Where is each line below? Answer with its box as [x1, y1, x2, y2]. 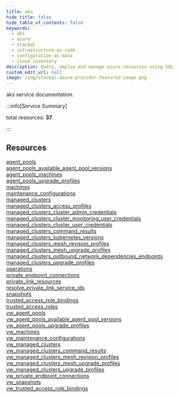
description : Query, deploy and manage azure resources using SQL [6, 63, 174, 70]
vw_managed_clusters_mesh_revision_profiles [6, 353, 120, 360]
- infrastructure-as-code [11, 47, 76, 53]
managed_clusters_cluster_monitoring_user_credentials [6, 214, 141, 222]
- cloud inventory [11, 58, 57, 64]
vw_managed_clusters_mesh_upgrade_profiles [6, 360, 120, 367]
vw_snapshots [6, 378, 41, 386]
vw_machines [6, 328, 40, 335]
